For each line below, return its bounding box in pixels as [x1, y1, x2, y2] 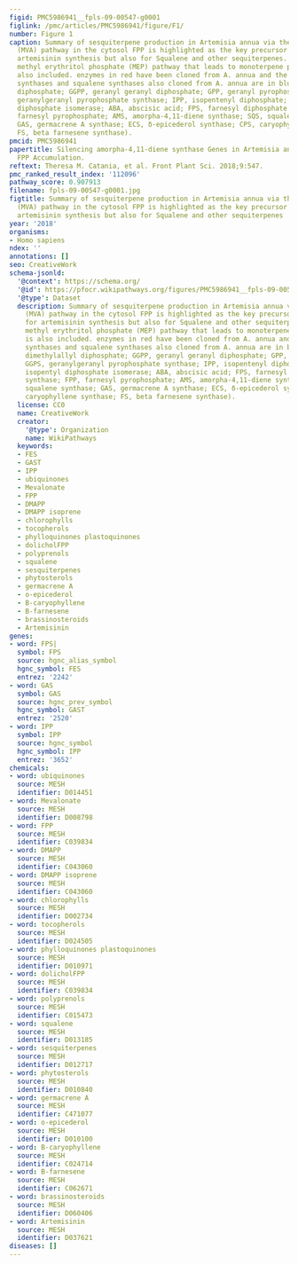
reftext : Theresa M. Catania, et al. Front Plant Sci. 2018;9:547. [9, 161, 264, 170]
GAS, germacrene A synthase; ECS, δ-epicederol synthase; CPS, [17, 121, 255, 130]
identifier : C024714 [17, 1159, 93, 1168]
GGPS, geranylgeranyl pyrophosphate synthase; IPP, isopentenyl [25, 359, 268, 368]
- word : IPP [9, 722, 53, 732]
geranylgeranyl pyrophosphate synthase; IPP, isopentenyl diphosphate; [17, 95, 288, 105]
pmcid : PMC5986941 [9, 137, 77, 145]
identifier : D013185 [17, 1035, 93, 1045]
